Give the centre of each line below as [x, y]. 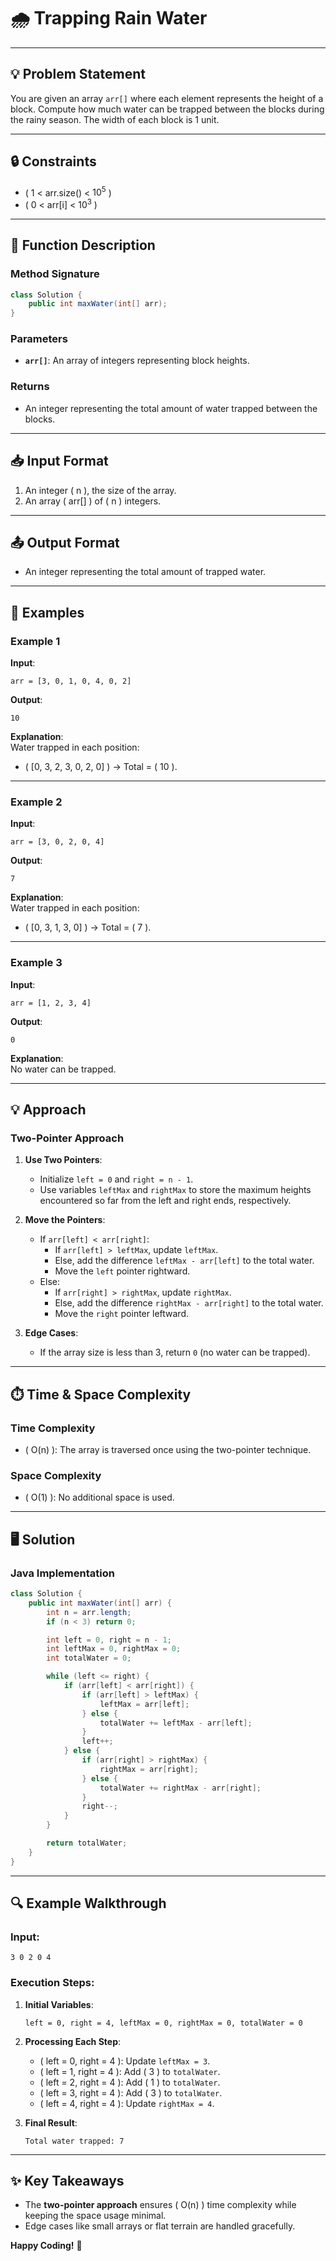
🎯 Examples [47, 612]
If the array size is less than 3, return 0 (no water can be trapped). [175, 1352]
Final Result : [51, 2122]
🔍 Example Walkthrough [88, 1903]
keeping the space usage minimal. [95, 2216]
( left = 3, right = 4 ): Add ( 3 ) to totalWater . [131, 2092]
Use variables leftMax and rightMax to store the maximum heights [175, 1190]
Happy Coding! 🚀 [46, 2246]
